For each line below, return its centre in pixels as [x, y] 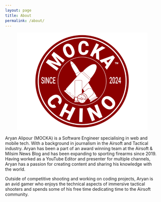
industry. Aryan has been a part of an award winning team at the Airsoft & [79, 149]
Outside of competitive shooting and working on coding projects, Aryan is [79, 179]
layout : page [18, 10]
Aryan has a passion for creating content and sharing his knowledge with [79, 164]
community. [17, 194]
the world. [15, 169]
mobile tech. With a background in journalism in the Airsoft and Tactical [77, 143]
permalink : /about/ [25, 21]
